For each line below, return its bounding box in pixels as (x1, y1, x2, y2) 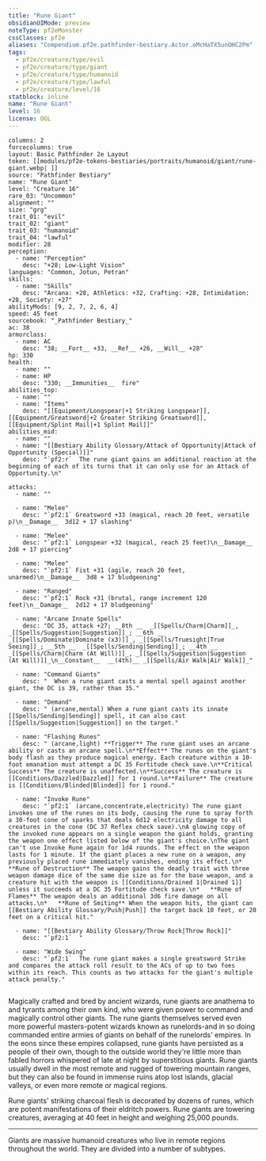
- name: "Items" (15, 399, 69, 408)
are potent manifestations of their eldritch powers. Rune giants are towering (8, 1104, 255, 1113)
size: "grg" (8, 205, 47, 214)
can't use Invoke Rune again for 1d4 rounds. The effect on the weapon (8, 843, 249, 852)
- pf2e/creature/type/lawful (15, 78, 112, 86)
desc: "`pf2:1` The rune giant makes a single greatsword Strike (22, 954, 246, 963)
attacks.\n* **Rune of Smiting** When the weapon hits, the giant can (8, 899, 253, 907)
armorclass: (8, 330, 47, 338)
